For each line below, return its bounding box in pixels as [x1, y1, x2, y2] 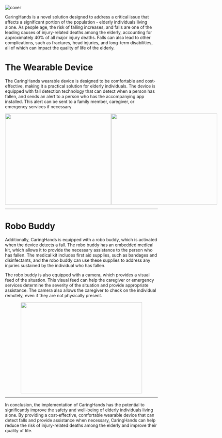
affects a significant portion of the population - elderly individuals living [5, 19, 148, 25]
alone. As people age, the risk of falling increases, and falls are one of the [5, 24, 152, 30]
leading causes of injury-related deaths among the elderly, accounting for [5, 30, 152, 35]
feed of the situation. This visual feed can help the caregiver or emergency [5, 277, 154, 283]
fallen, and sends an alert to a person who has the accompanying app [5, 93, 144, 99]
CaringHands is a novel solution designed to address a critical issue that [5, 14, 149, 19]
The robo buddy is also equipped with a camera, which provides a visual [5, 272, 150, 278]
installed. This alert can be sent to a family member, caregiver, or [5, 99, 135, 104]
